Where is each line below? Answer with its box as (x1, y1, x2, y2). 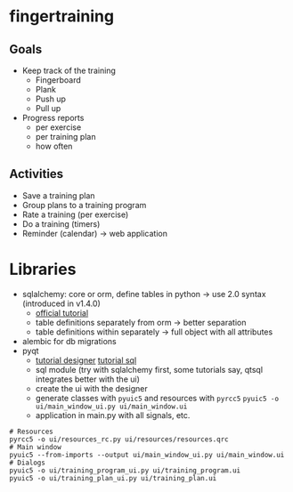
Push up (35, 93, 67, 104)
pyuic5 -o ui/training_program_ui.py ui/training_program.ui (9, 465, 241, 475)
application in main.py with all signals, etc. (35, 409, 191, 420)
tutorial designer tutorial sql (35, 354, 137, 366)
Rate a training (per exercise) (21, 209, 129, 220)
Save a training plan (21, 190, 95, 201)
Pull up (35, 103, 61, 113)
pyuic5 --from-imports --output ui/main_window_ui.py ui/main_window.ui (9, 450, 285, 459)
